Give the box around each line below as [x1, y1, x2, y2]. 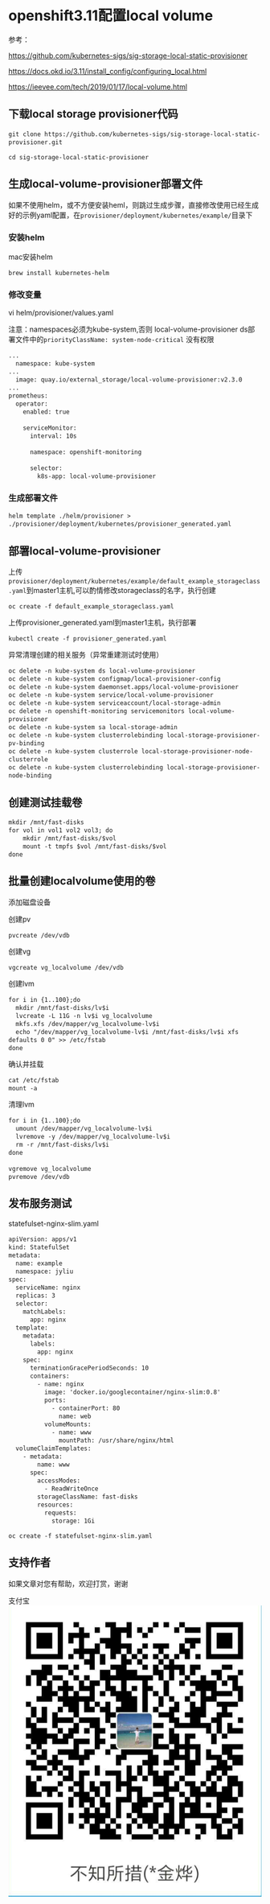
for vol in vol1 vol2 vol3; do [8, 826, 113, 835]
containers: [29, 1372, 70, 1380]
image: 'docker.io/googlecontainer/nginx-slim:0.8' [43, 1388, 221, 1396]
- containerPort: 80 [51, 1404, 121, 1412]
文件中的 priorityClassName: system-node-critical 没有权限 [14, 335, 215, 344]
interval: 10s [29, 432, 78, 440]
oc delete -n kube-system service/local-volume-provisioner [8, 691, 215, 699]
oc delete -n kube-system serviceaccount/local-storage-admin [8, 699, 221, 707]
